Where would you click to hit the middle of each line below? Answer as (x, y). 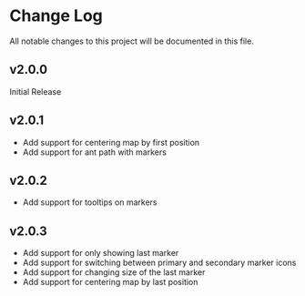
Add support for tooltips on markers (90, 202)
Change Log (56, 16)
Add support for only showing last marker (101, 253)
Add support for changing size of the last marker (114, 272)
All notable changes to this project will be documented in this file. (132, 41)
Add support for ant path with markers (94, 152)
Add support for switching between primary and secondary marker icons (159, 263)
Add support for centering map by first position (111, 142)
